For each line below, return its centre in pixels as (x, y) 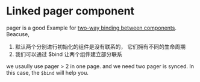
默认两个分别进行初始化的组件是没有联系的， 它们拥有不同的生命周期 (100, 46)
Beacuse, (18, 34)
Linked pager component (70, 11)
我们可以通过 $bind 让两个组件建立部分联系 (68, 54)
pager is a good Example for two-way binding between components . (91, 28)
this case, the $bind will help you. (48, 72)
